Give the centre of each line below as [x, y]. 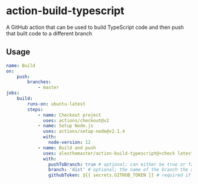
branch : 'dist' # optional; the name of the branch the [118, 170]
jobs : [13, 93]
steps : [35, 109]
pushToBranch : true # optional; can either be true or [117, 164]
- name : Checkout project [69, 115]
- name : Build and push [67, 148]
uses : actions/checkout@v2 [76, 120]
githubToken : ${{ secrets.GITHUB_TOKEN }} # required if [120, 175]
